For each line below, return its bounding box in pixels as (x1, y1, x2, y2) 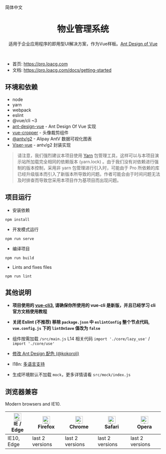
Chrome (69, 423, 89, 430)
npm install (5, 217, 30, 222)
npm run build (5, 255, 35, 260)
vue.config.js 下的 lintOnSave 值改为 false (12, 325, 100, 331)
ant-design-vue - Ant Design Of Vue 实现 (12, 123, 96, 129)
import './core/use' (12, 341, 55, 347)
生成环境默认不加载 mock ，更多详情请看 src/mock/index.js (12, 372, 131, 378)
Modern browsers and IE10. (5, 401, 61, 407)
